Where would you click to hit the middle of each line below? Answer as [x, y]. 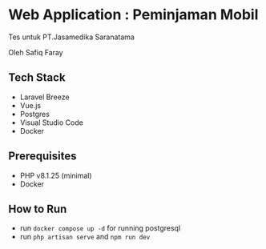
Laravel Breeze [44, 97]
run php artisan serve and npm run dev [85, 237]
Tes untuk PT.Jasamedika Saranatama [71, 37]
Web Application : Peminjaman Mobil [133, 15]
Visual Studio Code [52, 122]
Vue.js [30, 105]
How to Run [38, 209]
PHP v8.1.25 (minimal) [56, 175]
